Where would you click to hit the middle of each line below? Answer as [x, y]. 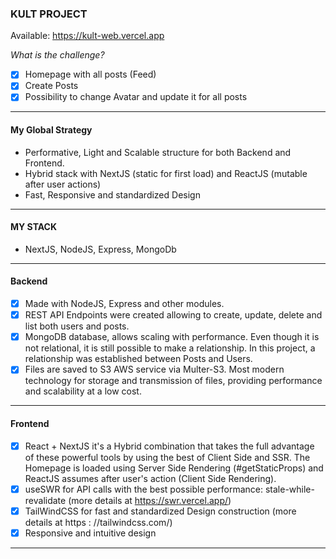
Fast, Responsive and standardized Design [112, 194]
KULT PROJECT [49, 14]
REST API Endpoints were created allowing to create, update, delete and [173, 315]
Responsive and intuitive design [90, 533]
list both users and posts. [77, 326]
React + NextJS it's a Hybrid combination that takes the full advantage [169, 446]
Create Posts [51, 86]
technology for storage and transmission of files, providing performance [173, 381]
